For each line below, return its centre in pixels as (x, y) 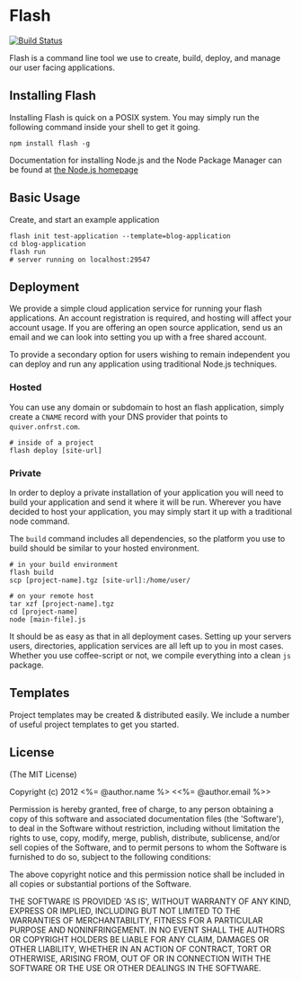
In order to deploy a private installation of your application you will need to (146, 492)
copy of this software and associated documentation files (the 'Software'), (147, 818)
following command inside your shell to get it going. (105, 127)
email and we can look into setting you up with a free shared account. (138, 337)
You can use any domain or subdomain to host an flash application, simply (147, 407)
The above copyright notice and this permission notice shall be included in (147, 874)
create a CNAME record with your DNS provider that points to (119, 416)
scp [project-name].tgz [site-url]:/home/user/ (100, 580)
